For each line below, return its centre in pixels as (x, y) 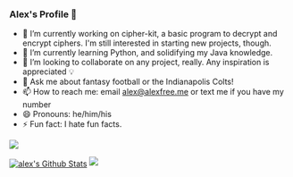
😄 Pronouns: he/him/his (67, 114)
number (37, 105)
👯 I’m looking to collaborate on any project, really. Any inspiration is (146, 63)
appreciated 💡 (48, 72)
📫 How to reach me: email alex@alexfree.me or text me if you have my (153, 92)
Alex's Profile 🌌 (43, 14)
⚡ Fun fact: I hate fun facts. (72, 124)
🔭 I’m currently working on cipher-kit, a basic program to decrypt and (150, 34)
